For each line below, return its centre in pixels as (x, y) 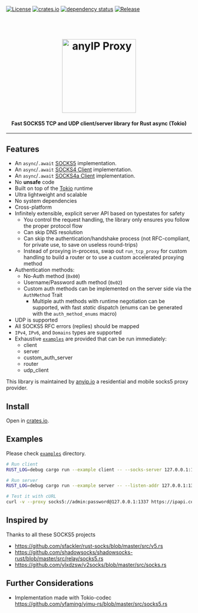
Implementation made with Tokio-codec (63, 597)
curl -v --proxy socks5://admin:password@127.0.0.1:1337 (77, 502)
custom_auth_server (48, 358)
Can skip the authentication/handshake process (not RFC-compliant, (107, 238)
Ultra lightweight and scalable (51, 195)
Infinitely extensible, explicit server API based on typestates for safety (100, 214)
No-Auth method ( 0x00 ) (52, 276)
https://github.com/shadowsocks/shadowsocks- (74, 552)
